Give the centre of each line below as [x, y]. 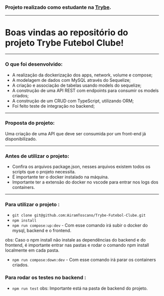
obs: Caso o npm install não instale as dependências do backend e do [75, 240]
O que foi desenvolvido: [34, 64]
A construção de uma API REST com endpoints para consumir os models [85, 90]
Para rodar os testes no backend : [46, 277]
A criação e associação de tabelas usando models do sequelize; [77, 85]
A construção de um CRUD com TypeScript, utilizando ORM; [73, 101]
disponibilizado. [21, 139]
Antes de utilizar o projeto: [37, 156]
